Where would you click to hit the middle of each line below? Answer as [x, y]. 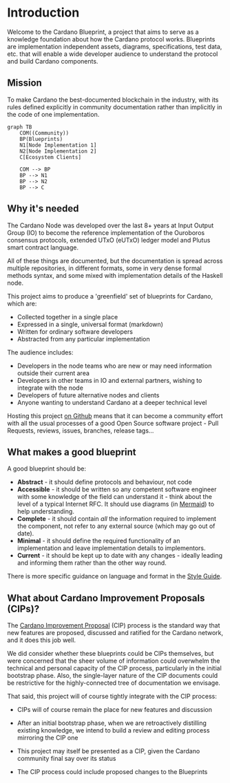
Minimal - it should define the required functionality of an [98, 541]
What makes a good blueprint [72, 452]
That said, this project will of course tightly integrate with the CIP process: [112, 697]
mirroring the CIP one [48, 738]
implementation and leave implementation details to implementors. [111, 548]
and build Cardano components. [53, 61]
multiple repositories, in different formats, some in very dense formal [104, 268]
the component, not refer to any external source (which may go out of [116, 526]
